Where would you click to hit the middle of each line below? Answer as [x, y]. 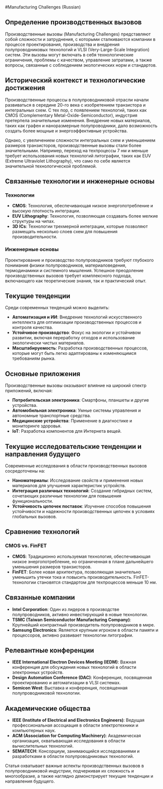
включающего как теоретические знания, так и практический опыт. [76, 281]
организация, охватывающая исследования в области [69, 741]
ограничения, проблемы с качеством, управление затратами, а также [79, 60]
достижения [25, 88]
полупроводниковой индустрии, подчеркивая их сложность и [70, 771]
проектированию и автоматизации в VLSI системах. [66, 683]
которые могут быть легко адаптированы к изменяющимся [74, 353]
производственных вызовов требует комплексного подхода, [69, 275]
